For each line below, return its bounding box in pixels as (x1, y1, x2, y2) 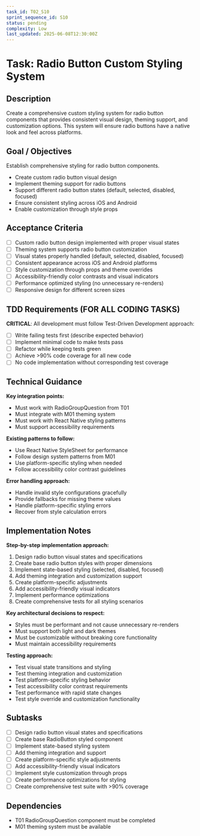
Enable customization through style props (14, 205, 118, 213)
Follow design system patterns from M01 (14, 453, 116, 460)
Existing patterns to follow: (6, 435, 75, 442)
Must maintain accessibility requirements (14, 640, 117, 647)
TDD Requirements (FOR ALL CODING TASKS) (6, 304, 180, 314)
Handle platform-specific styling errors (14, 502, 111, 509)
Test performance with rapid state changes (14, 689, 122, 696)
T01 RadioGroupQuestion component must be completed (14, 817, 156, 824)
